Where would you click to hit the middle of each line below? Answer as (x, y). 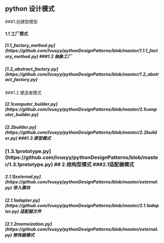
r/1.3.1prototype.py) (29, 165)
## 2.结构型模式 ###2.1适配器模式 (94, 165)
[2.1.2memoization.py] (29, 224)
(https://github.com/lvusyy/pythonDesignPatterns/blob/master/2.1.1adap (82, 206)
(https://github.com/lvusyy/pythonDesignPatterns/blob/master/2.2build (81, 132)
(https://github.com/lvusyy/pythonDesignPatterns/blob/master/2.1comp (81, 109)
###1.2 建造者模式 (23, 92)
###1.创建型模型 (22, 22)
